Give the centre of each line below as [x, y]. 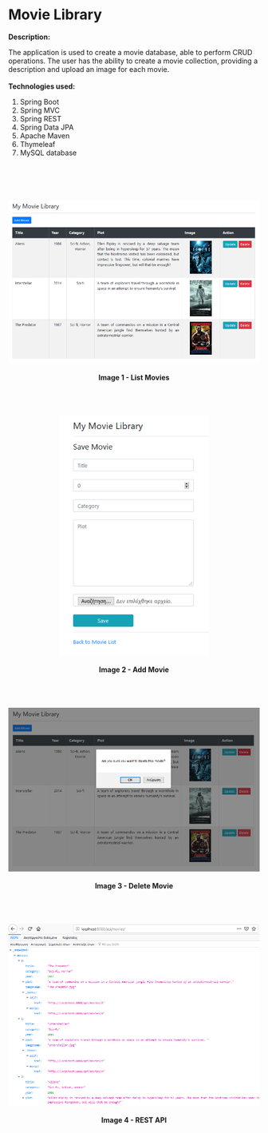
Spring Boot [39, 101]
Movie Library [55, 15]
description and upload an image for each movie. [89, 69]
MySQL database [48, 153]
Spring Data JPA [47, 127]
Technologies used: [42, 86]
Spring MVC [40, 110]
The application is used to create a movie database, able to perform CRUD [130, 52]
